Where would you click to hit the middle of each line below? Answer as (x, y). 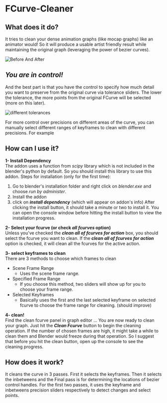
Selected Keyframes (33, 294)
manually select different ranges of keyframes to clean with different (75, 127)
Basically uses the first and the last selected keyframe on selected (87, 300)
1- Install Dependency (28, 161)
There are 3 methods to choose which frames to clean (61, 258)
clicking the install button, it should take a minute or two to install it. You (85, 207)
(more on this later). (25, 103)
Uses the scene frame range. (49, 273)
